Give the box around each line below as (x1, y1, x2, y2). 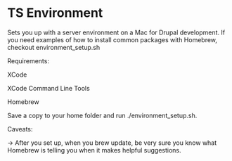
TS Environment (7, 5, 103, 21)
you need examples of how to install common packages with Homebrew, (7, 35, 218, 44)
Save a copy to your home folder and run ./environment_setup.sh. (7, 111, 198, 120)
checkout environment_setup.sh (7, 43, 101, 51)
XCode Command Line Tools (7, 84, 90, 92)
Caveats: (7, 124, 33, 133)
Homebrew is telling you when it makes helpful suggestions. (7, 146, 181, 154)
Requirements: (7, 56, 49, 65)
